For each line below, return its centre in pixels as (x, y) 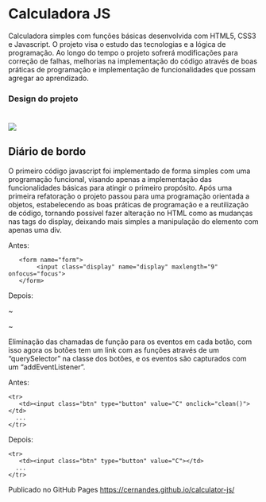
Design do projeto (43, 98)
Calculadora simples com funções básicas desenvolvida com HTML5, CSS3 (132, 36)
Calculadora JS (60, 14)
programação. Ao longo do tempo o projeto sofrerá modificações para (123, 52)
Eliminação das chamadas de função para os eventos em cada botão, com (130, 342)
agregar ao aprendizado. (48, 78)
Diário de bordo (47, 152)
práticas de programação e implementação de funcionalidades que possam (132, 69)
